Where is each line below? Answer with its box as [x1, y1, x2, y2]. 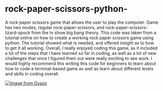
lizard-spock [5, 30, 31, 35]
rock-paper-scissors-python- [5, 3, 128, 15]
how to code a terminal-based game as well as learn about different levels [5, 65, 154, 71]
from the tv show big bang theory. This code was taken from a [31, 30, 157, 35]
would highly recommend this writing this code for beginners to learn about [5, 61, 156, 66]
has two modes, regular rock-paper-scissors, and [5, 24, 105, 30]
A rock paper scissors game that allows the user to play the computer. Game [5, 19, 159, 25]
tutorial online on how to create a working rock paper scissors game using [5, 35, 154, 41]
